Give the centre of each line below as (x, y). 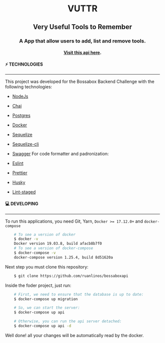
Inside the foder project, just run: (38, 285)
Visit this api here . (82, 53)
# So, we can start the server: (47, 308)
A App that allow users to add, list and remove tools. (82, 41)
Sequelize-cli (26, 144)
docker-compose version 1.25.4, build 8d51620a (63, 257)
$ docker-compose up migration (46, 299)
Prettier (20, 173)
